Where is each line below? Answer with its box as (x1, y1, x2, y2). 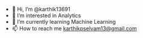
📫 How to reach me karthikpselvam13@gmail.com (11, 25, 137, 32)
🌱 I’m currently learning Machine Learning (11, 18, 116, 25)
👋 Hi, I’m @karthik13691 (11, 6, 70, 12)
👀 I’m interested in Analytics (11, 12, 81, 19)
